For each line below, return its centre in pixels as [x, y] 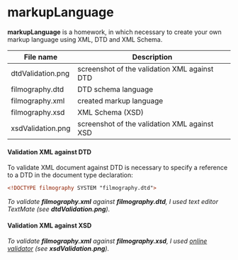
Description [152, 57]
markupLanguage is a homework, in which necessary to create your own [114, 32]
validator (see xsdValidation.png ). [58, 249]
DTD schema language [115, 89]
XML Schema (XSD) [110, 112]
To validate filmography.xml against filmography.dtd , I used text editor [113, 202]
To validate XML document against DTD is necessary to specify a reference [118, 168]
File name [41, 57]
